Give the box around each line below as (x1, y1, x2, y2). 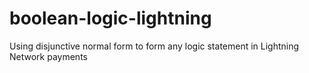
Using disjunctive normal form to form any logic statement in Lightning (9, 40, 300, 52)
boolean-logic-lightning (9, 7, 212, 30)
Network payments (9, 50, 88, 62)
